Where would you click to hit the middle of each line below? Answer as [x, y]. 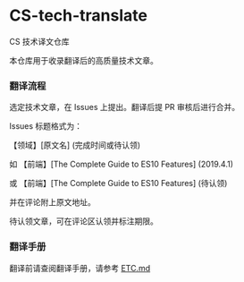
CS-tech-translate [78, 16]
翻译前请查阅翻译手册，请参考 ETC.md [80, 268]
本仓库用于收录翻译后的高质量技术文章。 [84, 60]
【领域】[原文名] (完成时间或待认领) [75, 145]
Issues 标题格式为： [46, 126]
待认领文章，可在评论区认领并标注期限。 [84, 221]
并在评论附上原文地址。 [52, 202]
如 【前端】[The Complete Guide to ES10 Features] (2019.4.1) [122, 164]
